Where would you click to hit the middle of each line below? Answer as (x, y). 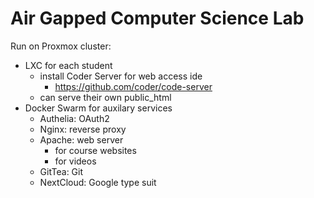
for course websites (95, 150)
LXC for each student (68, 65)
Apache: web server (81, 139)
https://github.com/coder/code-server (133, 86)
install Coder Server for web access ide (121, 76)
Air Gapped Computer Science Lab (157, 18)
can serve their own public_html (105, 97)
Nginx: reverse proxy (83, 129)
